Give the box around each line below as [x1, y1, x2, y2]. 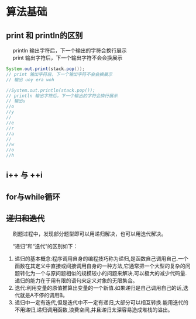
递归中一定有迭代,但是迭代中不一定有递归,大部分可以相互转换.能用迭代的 [14, 299, 188, 306]
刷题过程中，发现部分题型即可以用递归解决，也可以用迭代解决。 [12, 230, 167, 237]
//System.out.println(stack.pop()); [6, 87, 95, 93]
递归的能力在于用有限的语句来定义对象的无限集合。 [14, 277, 138, 284]
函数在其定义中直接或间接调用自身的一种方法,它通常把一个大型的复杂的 [14, 262, 185, 269]
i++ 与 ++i [6, 170, 43, 180]
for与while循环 [6, 192, 60, 202]
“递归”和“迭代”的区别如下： [12, 242, 78, 249]
